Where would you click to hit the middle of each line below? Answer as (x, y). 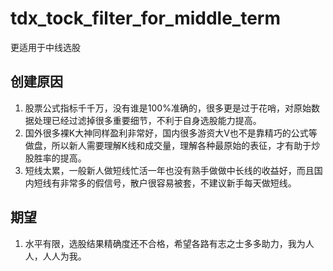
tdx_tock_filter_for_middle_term (146, 18)
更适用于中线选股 (45, 47)
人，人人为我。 (55, 256)
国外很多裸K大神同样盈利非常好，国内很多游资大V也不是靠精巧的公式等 (171, 133)
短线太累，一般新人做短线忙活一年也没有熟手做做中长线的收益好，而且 (169, 170)
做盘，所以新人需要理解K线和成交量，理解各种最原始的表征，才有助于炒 (172, 145)
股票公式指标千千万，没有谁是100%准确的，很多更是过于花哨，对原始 (168, 108)
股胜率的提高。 (55, 158)
